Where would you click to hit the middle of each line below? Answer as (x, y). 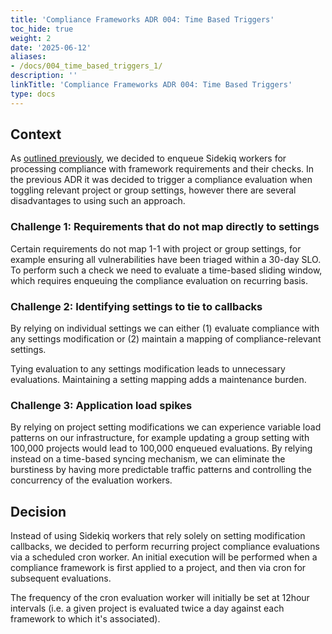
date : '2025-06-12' (51, 47)
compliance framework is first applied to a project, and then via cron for (158, 568)
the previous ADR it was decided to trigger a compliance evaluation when (161, 180)
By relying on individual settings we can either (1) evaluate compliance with (165, 328)
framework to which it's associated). (85, 619)
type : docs (33, 94)
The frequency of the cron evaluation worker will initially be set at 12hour (160, 598)
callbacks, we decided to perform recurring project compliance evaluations (165, 547)
